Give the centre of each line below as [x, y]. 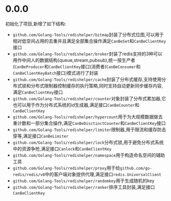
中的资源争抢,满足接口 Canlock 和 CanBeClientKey [62, 148]
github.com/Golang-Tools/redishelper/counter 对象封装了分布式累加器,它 [89, 98]
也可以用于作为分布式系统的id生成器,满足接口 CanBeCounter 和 [76, 105]
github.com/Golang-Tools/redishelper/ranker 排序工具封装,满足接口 [84, 187]
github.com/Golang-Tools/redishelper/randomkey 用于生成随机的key [83, 181]
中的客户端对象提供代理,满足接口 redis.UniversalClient [103, 174]
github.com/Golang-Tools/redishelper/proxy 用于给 [66, 168]
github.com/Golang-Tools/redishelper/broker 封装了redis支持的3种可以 [87, 54]
